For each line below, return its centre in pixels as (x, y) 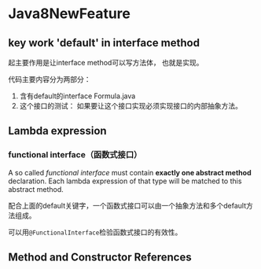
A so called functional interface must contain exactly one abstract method (130, 172)
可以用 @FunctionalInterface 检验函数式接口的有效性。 (95, 232)
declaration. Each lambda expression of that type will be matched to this (125, 181)
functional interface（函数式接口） (75, 155)
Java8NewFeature (70, 14)
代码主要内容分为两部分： (50, 79)
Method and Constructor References (100, 258)
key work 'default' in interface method (104, 43)
